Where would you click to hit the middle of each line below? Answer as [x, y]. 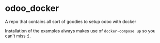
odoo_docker [32, 8]
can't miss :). [18, 36]
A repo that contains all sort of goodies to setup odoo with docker [71, 21]
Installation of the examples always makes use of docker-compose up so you [80, 31]
